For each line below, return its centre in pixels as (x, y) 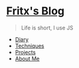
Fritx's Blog (36, 11)
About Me (27, 58)
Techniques (30, 46)
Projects (25, 52)
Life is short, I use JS (47, 28)
